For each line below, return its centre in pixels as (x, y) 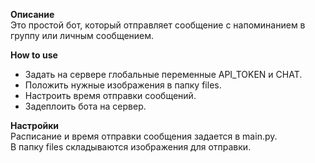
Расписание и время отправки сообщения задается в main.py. (144, 136)
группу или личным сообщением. (82, 35)
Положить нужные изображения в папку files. (123, 85)
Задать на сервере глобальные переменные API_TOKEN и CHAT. (163, 74)
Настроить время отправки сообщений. (110, 95)
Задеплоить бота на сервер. (85, 106)
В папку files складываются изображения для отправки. (131, 147)
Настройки (35, 125)
